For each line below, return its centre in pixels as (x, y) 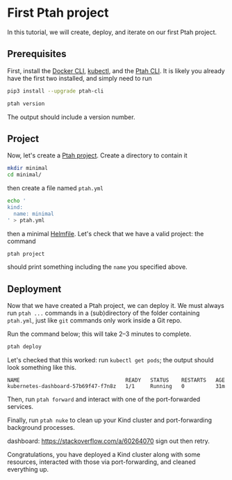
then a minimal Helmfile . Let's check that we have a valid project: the (106, 233)
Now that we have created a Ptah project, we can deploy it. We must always (116, 306)
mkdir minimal (28, 169)
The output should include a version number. (71, 117)
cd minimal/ (24, 175)
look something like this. (42, 368)
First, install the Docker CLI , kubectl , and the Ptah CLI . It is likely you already (116, 70)
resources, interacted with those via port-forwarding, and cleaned (101, 462)
